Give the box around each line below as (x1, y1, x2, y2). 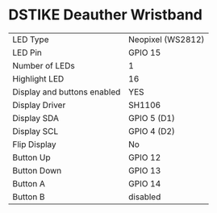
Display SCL (12, 125, 59, 136)
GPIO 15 (128, 47, 161, 58)
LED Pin (12, 47, 43, 58)
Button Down (12, 165, 62, 176)
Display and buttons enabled (12, 86, 121, 98)
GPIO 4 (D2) (128, 125, 176, 136)
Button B (12, 191, 46, 203)
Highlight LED (12, 73, 65, 84)
